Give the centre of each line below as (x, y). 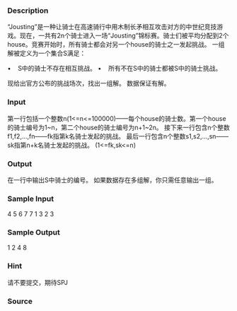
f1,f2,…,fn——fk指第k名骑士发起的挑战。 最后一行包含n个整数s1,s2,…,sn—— (118, 136)
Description (28, 11)
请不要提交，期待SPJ (38, 282)
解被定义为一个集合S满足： (47, 53)
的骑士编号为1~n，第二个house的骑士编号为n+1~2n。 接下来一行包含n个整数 (118, 127)
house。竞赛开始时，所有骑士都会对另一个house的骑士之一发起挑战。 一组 (116, 45)
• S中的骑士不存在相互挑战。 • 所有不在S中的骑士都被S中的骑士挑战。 (115, 69)
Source (20, 301)
